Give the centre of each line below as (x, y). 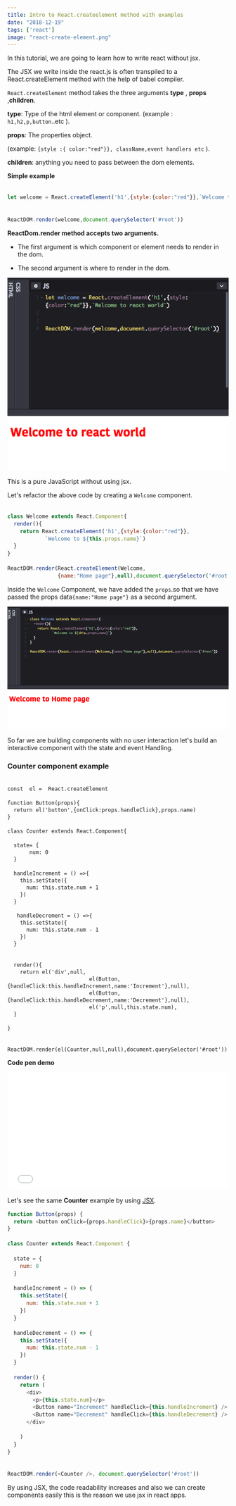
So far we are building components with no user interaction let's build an (112, 740)
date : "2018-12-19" (36, 22)
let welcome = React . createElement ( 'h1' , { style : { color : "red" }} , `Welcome (116, 197)
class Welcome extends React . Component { (67, 516)
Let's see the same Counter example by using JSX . (81, 1200)
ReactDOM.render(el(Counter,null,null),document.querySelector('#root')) (118, 1050)
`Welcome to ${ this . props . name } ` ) (95, 539)
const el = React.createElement (58, 789)
